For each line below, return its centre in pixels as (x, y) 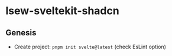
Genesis (21, 33)
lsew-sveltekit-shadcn (62, 11)
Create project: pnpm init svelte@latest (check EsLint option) (90, 47)
